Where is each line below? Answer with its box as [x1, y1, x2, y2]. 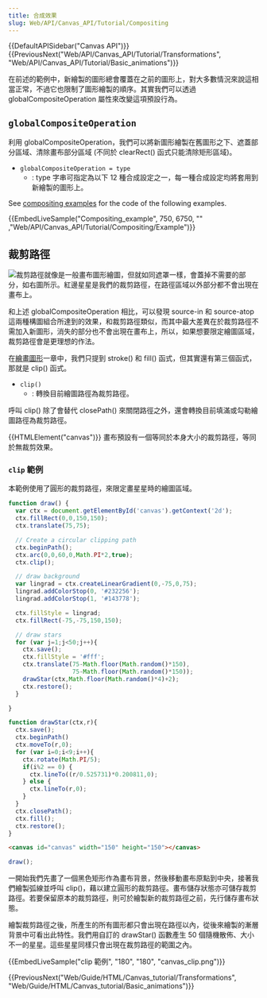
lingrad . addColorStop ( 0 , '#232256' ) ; [15, 587, 141, 596]
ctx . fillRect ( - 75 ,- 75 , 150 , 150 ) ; [15, 617, 123, 625]
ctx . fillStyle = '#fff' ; [22, 653, 105, 661]
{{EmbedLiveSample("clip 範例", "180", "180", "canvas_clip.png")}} [8, 957, 226, 966]
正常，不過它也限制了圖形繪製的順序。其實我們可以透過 [14, 84, 196, 94]
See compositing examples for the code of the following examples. [8, 199, 227, 208]
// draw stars [15, 631, 62, 639]
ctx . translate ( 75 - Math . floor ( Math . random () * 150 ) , [22, 660, 191, 668]
